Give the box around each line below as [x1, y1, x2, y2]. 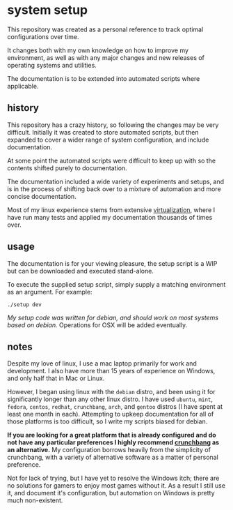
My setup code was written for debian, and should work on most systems [7, 313, 219, 322]
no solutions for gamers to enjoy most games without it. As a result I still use [7, 481, 226, 490]
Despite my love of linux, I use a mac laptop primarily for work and [7, 359, 197, 368]
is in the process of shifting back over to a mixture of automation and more [7, 184, 221, 193]
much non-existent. [7, 496, 63, 504]
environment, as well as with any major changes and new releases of [7, 53, 205, 61]
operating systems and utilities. [7, 61, 97, 69]
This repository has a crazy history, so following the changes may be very [7, 121, 219, 129]
